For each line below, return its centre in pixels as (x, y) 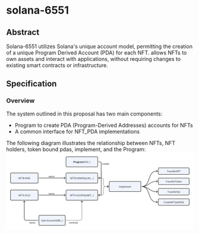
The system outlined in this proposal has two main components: (84, 114)
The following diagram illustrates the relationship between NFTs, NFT (91, 143)
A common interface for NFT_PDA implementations (77, 132)
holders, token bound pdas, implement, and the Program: (76, 149)
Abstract (23, 32)
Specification (31, 84)
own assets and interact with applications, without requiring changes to (94, 59)
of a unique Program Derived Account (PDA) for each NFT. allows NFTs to (97, 53)
